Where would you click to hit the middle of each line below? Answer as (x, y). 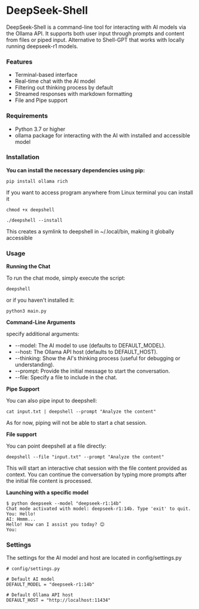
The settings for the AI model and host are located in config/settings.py (94, 558)
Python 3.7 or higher (40, 129)
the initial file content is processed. (49, 481)
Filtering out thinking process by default (64, 88)
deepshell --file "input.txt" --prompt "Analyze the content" (85, 457)
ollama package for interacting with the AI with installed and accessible (102, 135)
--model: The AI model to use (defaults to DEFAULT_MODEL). (90, 346)
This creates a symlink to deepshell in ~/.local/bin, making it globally (90, 231)
